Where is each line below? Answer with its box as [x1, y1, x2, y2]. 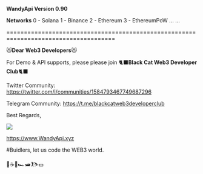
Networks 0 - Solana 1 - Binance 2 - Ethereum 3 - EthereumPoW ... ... [6, 17, 180, 24]
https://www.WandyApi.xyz [6, 135, 75, 141]
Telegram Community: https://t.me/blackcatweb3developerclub [6, 100, 165, 107]
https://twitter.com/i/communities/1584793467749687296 [6, 88, 152, 95]
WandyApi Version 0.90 [6, 5, 68, 12]
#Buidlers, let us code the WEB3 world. [6, 146, 104, 153]
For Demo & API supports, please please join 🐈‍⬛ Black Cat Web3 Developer [6, 59, 198, 66]
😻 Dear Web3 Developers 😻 [6, 47, 78, 54]
